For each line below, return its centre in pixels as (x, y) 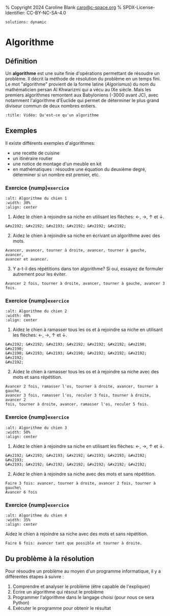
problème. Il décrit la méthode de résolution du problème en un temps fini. (83, 79)
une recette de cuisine (36, 153)
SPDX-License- (139, 7)
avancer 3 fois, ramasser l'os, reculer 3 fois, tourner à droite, (78, 395)
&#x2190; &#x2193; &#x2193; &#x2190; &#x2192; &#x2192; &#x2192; (76, 353)
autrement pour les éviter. (40, 274)
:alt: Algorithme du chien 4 (36, 516)
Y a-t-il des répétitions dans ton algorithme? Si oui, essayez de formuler (88, 269)
